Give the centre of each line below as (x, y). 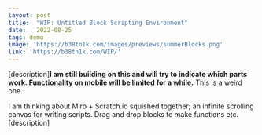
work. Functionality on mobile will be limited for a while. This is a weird (125, 82)
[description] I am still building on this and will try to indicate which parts (128, 74)
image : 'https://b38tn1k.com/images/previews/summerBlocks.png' (116, 45)
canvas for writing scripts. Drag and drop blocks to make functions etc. (123, 114)
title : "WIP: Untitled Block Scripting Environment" (98, 23)
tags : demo (26, 37)
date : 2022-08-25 (40, 30)
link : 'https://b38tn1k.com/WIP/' (65, 52)
